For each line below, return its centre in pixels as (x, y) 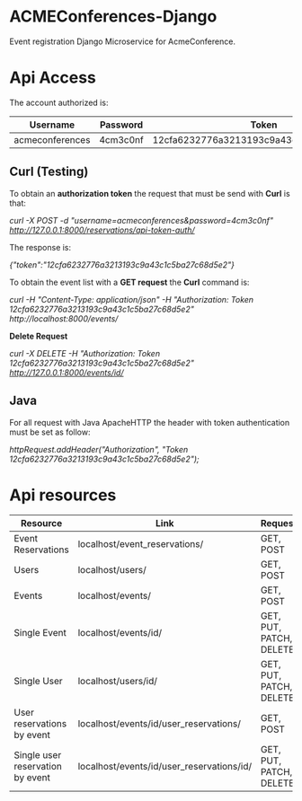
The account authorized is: (59, 102)
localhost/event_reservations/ (141, 544)
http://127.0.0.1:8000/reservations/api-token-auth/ (102, 230)
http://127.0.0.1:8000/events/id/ (67, 372)
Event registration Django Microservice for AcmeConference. (123, 41)
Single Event (40, 633)
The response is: (40, 247)
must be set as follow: (50, 432)
